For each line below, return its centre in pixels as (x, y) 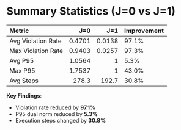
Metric (19, 31)
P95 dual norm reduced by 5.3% (56, 114)
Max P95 (22, 70)
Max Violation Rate (36, 51)
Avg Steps (24, 81)
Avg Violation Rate (36, 41)
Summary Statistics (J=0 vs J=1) (91, 11)
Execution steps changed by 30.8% (60, 120)
